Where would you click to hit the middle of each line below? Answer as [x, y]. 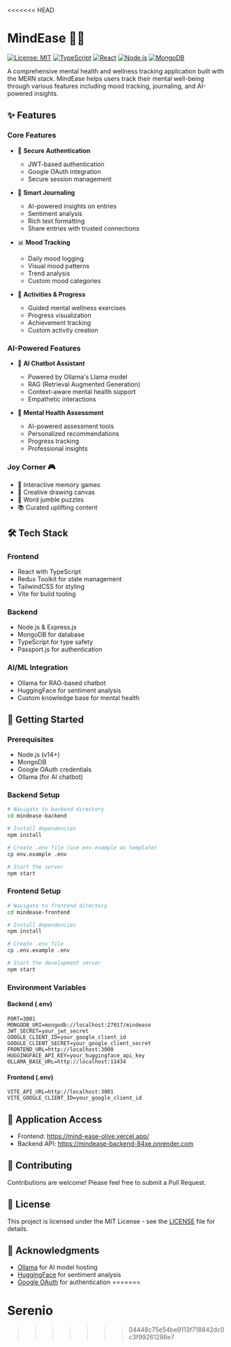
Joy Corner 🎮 [31, 467]
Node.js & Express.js [47, 627]
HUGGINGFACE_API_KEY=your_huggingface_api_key [76, 1055]
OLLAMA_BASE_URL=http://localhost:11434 [67, 1061]
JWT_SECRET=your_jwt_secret [48, 1031]
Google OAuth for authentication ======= [79, 1282]
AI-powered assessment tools [71, 426]
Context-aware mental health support [82, 391]
